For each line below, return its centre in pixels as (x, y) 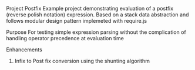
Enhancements (24, 50)
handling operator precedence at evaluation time (65, 38)
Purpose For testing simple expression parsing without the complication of (96, 32)
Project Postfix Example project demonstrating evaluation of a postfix (90, 8)
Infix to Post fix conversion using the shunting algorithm (82, 61)
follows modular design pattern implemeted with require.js (77, 21)
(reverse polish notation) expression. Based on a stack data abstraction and (97, 15)
